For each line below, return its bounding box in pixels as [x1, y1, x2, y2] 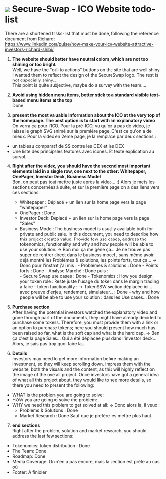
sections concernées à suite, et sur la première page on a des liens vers [12, 184, 160, 190]
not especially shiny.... [12, 77, 58, 83]
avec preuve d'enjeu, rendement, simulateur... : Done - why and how [19, 289, 160, 295]
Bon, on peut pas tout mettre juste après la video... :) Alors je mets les [12, 179, 155, 185]
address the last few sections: [12, 433, 74, 439]
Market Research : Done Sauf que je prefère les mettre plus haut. [19, 412, 153, 418]
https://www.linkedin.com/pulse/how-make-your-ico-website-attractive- [5, 41, 154, 47]
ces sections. [12, 189, 40, 195]
